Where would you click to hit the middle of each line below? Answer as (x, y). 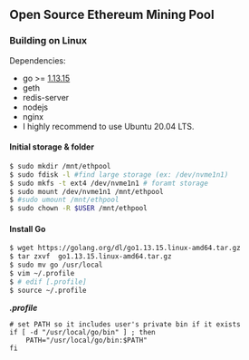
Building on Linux (48, 41)
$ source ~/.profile (48, 290)
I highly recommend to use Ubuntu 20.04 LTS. (108, 126)
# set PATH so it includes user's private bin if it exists (125, 324)
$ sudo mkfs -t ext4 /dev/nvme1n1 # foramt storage (109, 183)
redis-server (46, 97)
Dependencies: (38, 60)
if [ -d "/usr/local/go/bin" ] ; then (82, 332)
